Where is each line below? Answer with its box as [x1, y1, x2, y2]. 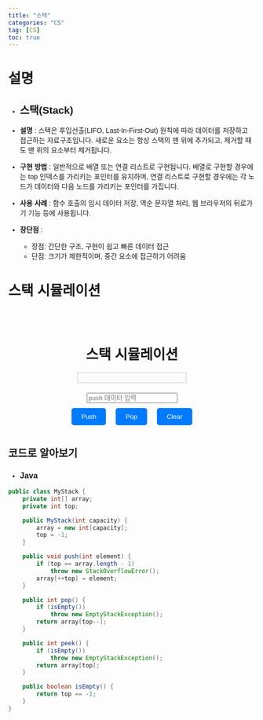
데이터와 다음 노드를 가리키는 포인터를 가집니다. [34, 182, 179, 191]
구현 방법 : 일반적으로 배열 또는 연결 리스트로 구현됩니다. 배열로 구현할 [19, 163, 233, 171]
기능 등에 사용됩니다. [27, 209, 92, 218]
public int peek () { [22, 639, 89, 647]
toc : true [8, 33, 41, 42]
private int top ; [22, 502, 79, 510]
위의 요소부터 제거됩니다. [36, 146, 112, 155]
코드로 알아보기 [8, 446, 79, 459]
